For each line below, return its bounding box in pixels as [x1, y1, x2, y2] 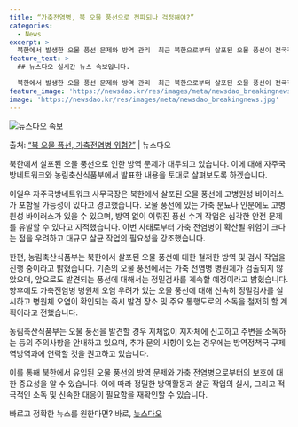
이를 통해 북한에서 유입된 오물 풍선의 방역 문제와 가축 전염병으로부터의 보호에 [9, 367, 275, 377]
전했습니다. [39, 307, 78, 318]
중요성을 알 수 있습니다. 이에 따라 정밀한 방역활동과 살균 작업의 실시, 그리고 [18, 378, 277, 389]
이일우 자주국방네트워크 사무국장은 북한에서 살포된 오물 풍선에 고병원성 [9, 188, 254, 199]
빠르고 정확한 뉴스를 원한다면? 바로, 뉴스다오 [9, 407, 162, 418]
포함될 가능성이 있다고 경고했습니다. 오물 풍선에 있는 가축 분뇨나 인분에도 [18, 199, 270, 210]
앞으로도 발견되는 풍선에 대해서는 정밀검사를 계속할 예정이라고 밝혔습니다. [35, 273, 289, 284]
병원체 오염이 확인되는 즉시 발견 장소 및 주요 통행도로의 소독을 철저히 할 [32, 296, 279, 306]
